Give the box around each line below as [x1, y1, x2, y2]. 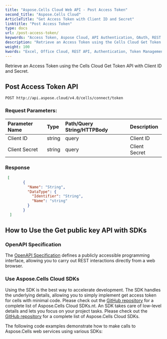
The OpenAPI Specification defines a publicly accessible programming [5, 252, 150, 258]
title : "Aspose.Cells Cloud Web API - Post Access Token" [5, 7, 128, 12]
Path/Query [65, 120, 93, 127]
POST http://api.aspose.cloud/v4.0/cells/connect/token [5, 96, 123, 101]
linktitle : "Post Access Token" [5, 21, 72, 26]
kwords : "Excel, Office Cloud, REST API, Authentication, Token [5, 49, 141, 54]
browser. [5, 263, 23, 269]
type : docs [5, 26, 28, 31]
